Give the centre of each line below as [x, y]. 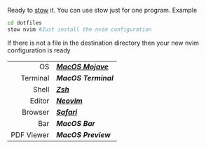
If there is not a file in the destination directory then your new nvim [103, 43]
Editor [40, 101]
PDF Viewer [30, 134]
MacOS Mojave [82, 66]
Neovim [69, 101]
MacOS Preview [83, 134]
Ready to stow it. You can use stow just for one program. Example [102, 10]
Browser [36, 112]
